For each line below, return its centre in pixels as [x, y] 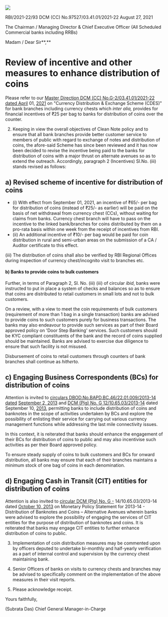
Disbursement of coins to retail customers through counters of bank [75, 356]
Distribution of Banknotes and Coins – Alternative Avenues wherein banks [81, 512]
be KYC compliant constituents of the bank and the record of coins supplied [83, 336]
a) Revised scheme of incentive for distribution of [84, 182]
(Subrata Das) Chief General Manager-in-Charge [56, 609]
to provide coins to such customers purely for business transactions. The [81, 320]
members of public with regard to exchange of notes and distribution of [86, 140]
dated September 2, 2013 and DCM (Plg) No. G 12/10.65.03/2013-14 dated [81, 403]
